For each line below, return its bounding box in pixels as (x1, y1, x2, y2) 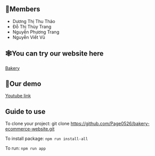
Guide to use (5, 107, 46, 115)
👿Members (5, 5, 41, 13)
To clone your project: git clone (5, 120, 70, 126)
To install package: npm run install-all (5, 135, 88, 141)
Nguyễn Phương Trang (12, 28, 59, 35)
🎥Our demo (5, 79, 42, 88)
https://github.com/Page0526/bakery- (70, 120, 149, 126)
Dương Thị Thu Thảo (12, 18, 55, 24)
